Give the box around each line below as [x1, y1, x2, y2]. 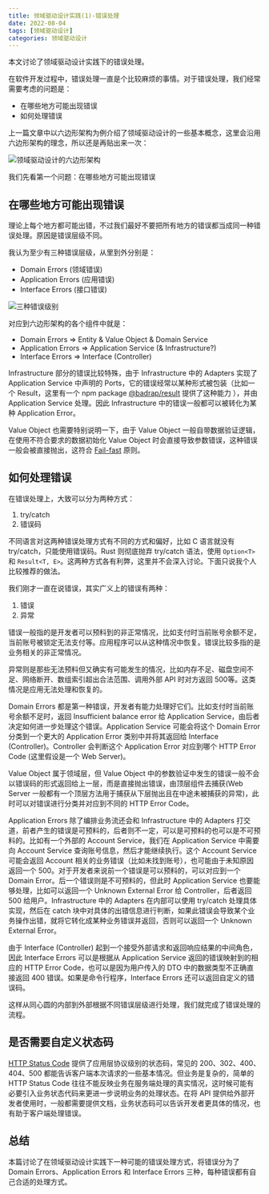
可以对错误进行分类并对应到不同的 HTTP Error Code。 [14, 798, 194, 808]
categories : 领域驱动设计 [8, 34, 88, 42]
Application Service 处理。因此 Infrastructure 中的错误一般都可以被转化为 [8, 398, 250, 408]
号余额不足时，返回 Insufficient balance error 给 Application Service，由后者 [8, 711, 260, 721]
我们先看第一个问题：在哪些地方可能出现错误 [8, 172, 156, 182]
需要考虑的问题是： [8, 84, 72, 94]
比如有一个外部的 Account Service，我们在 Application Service [29, 835, 237, 845]
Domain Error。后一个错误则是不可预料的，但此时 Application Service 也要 [8, 875, 254, 885]
